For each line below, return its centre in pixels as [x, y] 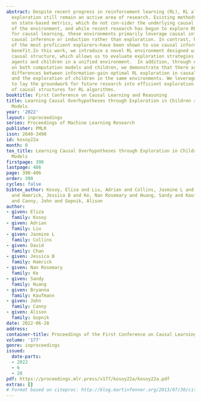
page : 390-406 [24, 173]
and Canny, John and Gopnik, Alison [57, 201]
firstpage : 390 [25, 162]
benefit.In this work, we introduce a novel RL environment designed [100, 51]
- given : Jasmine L [31, 234]
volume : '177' [24, 340]
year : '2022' [22, 112]
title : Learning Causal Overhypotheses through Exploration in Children [99, 100]
